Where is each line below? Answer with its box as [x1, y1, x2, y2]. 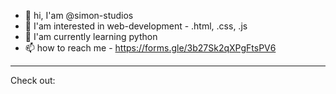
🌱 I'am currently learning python [24, 31, 158, 42]
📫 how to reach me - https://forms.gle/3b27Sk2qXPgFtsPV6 [24, 42, 277, 54]
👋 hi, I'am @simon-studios [24, 10, 134, 21]
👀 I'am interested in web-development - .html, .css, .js [24, 20, 248, 32]
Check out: [10, 75, 56, 86]
